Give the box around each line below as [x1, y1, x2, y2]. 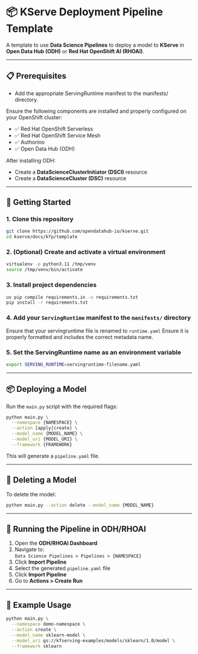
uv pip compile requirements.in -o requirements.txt [6, 294, 138, 300]
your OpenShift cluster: [6, 113, 63, 121]
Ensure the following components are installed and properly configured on [6, 108, 187, 115]
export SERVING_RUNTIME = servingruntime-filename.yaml [6, 362, 141, 367]
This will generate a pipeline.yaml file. [6, 452, 100, 459]
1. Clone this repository [6, 215, 74, 223]
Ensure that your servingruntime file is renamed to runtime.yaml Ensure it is [6, 327, 189, 334]
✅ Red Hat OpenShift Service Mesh [14, 132, 101, 139]
